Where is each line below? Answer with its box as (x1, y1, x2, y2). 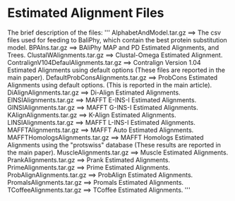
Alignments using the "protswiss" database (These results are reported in (7, 140, 221, 149)
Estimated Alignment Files (7, 5, 164, 21)
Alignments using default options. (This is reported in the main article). (7, 80, 212, 89)
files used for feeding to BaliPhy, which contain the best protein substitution (7, 35, 227, 44)
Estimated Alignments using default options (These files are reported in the (7, 66, 226, 74)
